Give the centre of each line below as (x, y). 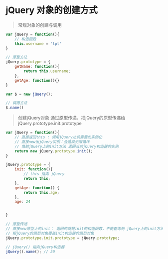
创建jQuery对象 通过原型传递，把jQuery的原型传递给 (72, 118)
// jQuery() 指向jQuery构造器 (35, 247)
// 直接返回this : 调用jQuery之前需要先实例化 (59, 137)
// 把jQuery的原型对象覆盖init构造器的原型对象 (50, 233)
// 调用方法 (17, 103)
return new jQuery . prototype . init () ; (54, 151)
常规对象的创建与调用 (40, 25)
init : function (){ (34, 169)
